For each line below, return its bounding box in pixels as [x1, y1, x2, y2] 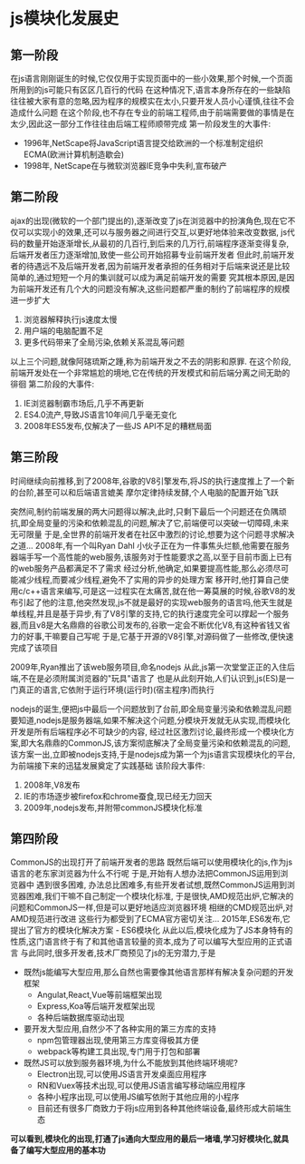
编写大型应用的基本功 [25, 1145, 106, 1156]
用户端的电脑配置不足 [23, 325, 103, 336]
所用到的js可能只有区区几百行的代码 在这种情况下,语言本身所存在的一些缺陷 [10, 84, 291, 95]
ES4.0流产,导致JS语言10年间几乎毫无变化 [23, 409, 177, 420]
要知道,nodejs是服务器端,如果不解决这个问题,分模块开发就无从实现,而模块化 [10, 714, 291, 726]
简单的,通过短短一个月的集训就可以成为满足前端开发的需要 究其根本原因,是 [10, 271, 288, 282]
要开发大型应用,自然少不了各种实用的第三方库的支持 [23, 1023, 216, 1034]
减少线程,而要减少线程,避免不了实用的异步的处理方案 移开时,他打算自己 [17, 573, 281, 585]
